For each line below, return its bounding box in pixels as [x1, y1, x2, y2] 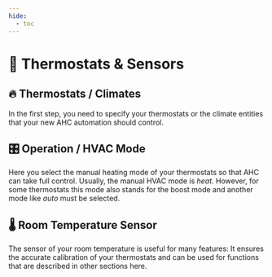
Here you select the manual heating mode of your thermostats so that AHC [8, 168, 259, 178]
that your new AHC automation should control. [8, 117, 165, 127]
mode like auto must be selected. [8, 193, 121, 204]
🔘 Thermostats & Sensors [8, 55, 185, 73]
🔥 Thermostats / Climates [8, 87, 141, 101]
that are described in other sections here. [8, 262, 147, 271]
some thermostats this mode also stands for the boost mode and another [8, 185, 254, 195]
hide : [8, 11, 27, 20]
